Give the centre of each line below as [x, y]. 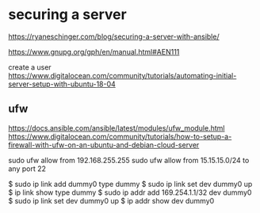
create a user [30, 67]
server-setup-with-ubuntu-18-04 [62, 84]
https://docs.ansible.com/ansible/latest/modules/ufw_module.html [117, 127]
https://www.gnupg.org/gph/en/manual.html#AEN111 [94, 51]
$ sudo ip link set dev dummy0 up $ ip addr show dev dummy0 [111, 200]
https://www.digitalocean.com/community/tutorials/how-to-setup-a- [120, 136]
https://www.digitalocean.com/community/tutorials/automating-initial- [122, 75]
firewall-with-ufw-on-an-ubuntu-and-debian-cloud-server [104, 145]
